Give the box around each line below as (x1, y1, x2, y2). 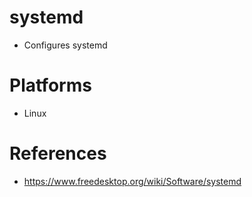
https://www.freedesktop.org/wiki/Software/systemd (23, 175, 242, 187)
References (9, 142, 107, 165)
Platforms (9, 74, 92, 97)
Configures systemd (23, 39, 108, 51)
